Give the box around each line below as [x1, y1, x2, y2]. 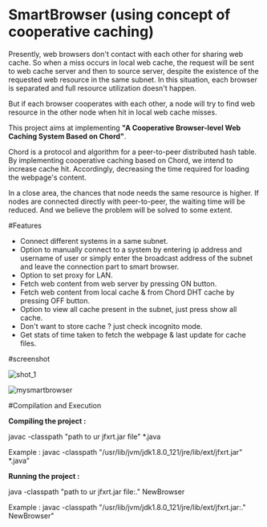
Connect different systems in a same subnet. [19, 236, 168, 245]
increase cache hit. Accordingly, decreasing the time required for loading [8, 164, 250, 173]
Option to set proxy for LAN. [19, 270, 114, 280]
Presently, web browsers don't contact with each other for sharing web [8, 49, 244, 59]
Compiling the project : [8, 416, 87, 426]
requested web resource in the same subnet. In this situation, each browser [8, 75, 258, 84]
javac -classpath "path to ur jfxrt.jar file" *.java [8, 432, 161, 441]
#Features [8, 221, 42, 230]
